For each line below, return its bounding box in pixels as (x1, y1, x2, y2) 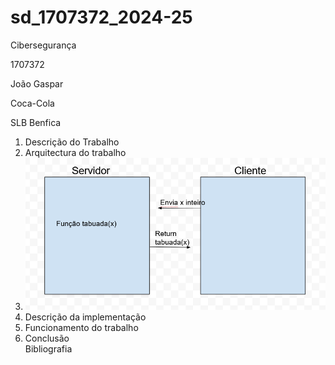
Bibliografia (24, 343, 73, 355)
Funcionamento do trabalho (24, 322, 139, 334)
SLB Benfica (10, 116, 62, 128)
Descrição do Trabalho (24, 136, 120, 148)
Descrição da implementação (24, 311, 147, 323)
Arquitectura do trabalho (24, 146, 127, 158)
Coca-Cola (10, 97, 55, 109)
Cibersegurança (10, 39, 77, 51)
